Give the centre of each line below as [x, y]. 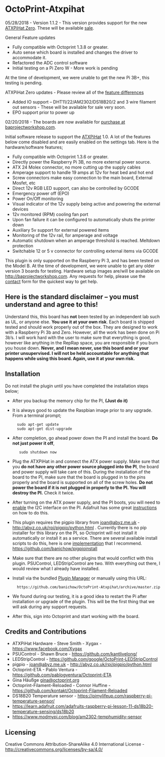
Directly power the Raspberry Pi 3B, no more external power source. [82, 162]
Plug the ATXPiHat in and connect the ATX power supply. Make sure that [86, 461]
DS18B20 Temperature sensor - [44, 696]
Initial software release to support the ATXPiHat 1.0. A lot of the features [78, 137]
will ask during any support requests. [50, 607]
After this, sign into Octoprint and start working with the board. [76, 616]
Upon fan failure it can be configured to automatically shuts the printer [83, 219]
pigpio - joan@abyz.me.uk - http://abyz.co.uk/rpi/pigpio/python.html [82, 664]
